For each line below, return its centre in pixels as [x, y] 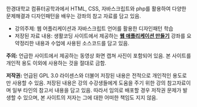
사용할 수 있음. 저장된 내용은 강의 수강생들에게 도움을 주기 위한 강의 [89, 83]
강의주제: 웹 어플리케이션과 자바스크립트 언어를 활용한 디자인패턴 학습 [94, 29]
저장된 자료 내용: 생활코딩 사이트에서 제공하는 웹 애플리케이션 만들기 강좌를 [100, 36]
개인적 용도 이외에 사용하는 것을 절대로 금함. [56, 63]
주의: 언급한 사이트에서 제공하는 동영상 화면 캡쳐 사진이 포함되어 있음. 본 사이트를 [98, 56]
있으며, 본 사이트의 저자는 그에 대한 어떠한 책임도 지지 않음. [91, 98]
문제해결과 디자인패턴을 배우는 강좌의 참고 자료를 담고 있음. [74, 16]
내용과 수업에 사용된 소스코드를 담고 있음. [82, 43]
